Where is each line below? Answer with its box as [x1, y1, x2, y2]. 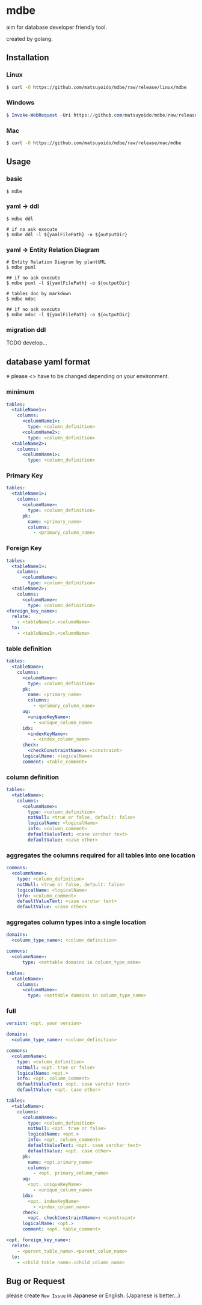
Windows [6, 99, 35, 107]
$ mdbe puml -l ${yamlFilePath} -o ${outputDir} [6, 280, 130, 286]
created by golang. [6, 35, 53, 42]
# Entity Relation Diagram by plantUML [6, 259, 106, 265]
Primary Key [6, 471, 43, 480]
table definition [6, 644, 52, 653]
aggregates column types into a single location [6, 918, 146, 926]
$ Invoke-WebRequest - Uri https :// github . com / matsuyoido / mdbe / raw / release [6, 112, 198, 118]
